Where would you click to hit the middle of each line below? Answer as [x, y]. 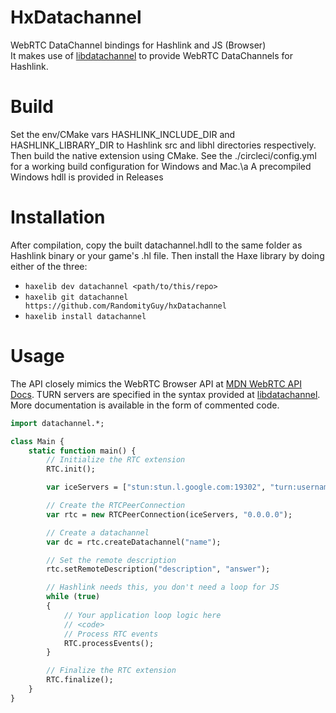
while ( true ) [73, 597]
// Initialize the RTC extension [116, 460]
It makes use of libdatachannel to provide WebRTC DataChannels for [151, 55]
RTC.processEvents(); [109, 643]
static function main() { [82, 451]
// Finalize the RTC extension [111, 671]
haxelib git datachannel [76, 297]
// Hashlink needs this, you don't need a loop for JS [163, 587]
